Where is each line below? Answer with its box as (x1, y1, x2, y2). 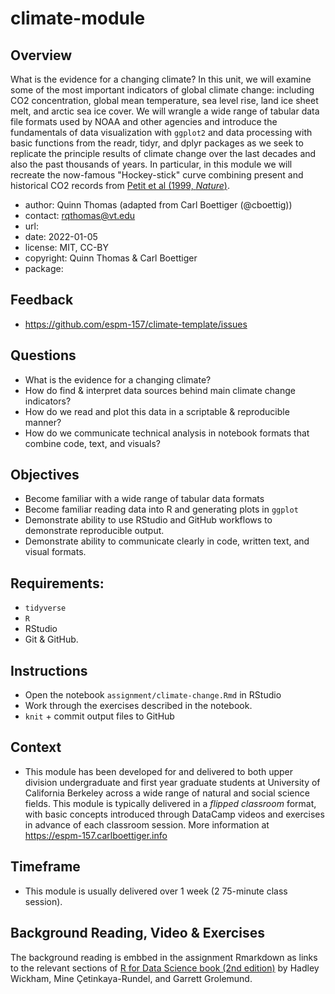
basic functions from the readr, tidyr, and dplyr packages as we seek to (10, 137, 304, 149)
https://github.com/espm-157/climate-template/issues (24, 318, 248, 330)
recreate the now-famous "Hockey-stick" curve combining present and (10, 169, 304, 181)
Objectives (10, 467, 80, 484)
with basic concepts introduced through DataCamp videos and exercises (24, 808, 325, 820)
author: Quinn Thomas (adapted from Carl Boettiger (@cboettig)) (24, 199, 293, 211)
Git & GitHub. (24, 633, 79, 646)
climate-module (10, 7, 146, 30)
